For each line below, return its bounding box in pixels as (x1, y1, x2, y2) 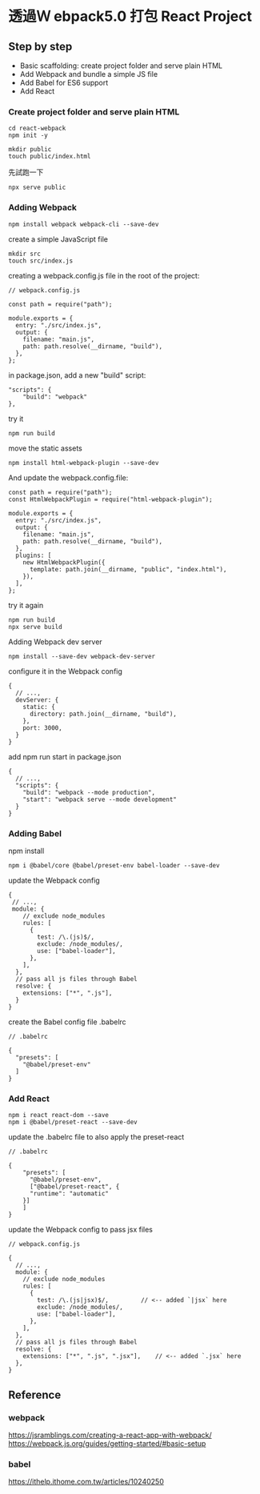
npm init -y (8, 131, 48, 140)
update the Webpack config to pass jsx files (8, 1225, 154, 1235)
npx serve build (8, 623, 62, 631)
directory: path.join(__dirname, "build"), (29, 710, 178, 718)
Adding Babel (8, 827, 62, 839)
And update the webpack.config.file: (8, 473, 129, 483)
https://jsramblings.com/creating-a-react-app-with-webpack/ (8, 1430, 212, 1440)
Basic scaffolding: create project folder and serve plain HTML (19, 61, 223, 70)
